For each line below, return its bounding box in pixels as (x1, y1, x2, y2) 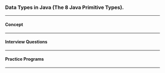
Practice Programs (5, 56, 44, 62)
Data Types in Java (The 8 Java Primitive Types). (5, 4, 124, 11)
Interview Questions (5, 39, 48, 45)
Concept (5, 21, 24, 27)
